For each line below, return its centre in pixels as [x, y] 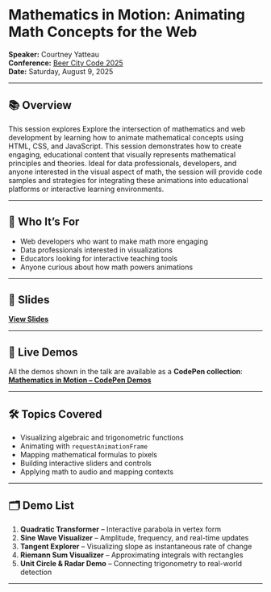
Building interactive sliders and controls [85, 463]
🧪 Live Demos [43, 352]
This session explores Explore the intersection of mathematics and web [127, 129]
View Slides [29, 319]
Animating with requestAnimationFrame [83, 446]
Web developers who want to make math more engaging [114, 241]
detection [36, 572]
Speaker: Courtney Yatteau [54, 54]
